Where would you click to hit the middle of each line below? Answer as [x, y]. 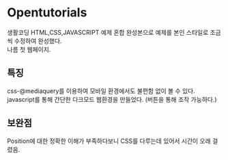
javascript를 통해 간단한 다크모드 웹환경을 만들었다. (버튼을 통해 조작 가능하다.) [112, 99]
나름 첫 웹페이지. [29, 49]
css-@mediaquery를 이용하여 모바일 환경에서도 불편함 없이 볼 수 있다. [101, 91]
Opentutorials [47, 13]
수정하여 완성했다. [38, 41]
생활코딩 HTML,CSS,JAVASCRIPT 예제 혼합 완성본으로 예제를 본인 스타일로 [108, 32]
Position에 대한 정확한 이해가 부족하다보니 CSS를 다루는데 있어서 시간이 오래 [109, 141]
